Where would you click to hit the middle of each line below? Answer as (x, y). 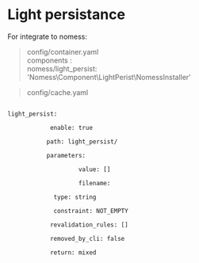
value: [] (94, 169)
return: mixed (73, 252)
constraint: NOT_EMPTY (91, 211)
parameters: (66, 155)
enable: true (71, 128)
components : (49, 60)
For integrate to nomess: (48, 36)
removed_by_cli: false (87, 238)
